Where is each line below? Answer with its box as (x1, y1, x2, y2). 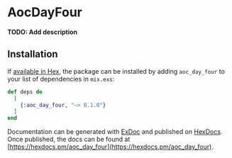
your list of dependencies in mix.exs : (7, 74, 115, 83)
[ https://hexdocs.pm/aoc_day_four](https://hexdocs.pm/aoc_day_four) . (7, 142, 214, 151)
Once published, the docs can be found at (7, 135, 131, 144)
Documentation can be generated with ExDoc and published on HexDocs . (7, 128, 223, 136)
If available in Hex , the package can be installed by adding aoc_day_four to (7, 67, 226, 75)
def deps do (7, 88, 43, 96)
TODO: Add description (7, 28, 78, 36)
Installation (7, 48, 58, 60)
